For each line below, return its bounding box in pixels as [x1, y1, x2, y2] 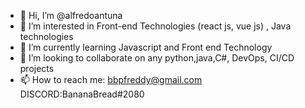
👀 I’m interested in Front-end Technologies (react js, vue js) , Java [19, 20, 292, 32]
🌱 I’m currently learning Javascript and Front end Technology [19, 41, 273, 53]
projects [19, 63, 55, 74]
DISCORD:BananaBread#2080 [19, 88, 145, 100]
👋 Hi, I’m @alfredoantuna [19, 10, 123, 21]
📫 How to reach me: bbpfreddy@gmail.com [19, 74, 203, 85]
